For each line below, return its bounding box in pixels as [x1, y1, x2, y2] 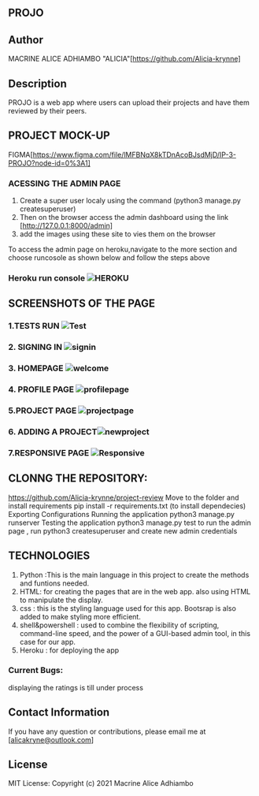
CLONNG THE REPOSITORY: [8, 472, 148, 485]
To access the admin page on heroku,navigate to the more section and [8, 244, 238, 255]
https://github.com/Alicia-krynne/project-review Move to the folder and [8, 493, 239, 502]
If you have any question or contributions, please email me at [8, 727, 206, 736]
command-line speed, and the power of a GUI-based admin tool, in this [19, 628, 250, 638]
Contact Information [8, 705, 110, 720]
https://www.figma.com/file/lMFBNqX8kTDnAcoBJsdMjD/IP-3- [32, 150, 237, 159]
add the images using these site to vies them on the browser [19, 229, 216, 239]
